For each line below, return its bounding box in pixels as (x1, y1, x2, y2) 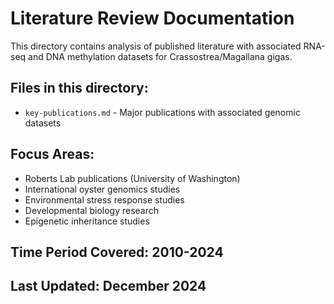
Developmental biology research (24, 204, 160, 216)
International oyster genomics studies (24, 183, 181, 195)
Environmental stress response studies (24, 193, 185, 206)
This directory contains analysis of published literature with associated (10, 40, 302, 52)
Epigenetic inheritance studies (24, 215, 150, 227)
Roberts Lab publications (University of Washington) (24, 172, 241, 184)
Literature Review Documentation (10, 7, 295, 30)
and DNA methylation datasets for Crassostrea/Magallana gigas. (28, 50, 293, 62)
